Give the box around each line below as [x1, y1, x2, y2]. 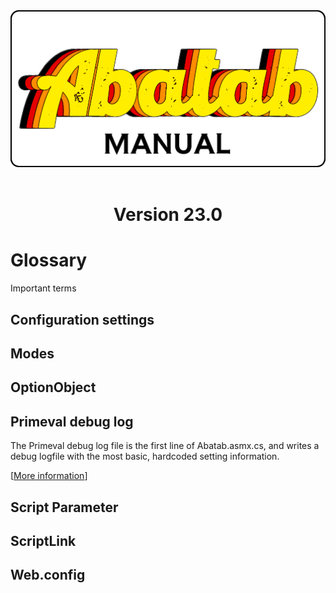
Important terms [10, 282, 77, 294]
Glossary [10, 249, 88, 272]
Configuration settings [10, 311, 155, 328]
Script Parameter [10, 499, 119, 516]
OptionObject [10, 379, 97, 396]
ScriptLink [10, 532, 77, 549]
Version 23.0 [113, 204, 223, 226]
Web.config [10, 567, 86, 584]
